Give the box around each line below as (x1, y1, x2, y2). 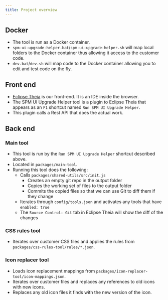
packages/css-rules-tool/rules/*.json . (12, 244, 95, 250)
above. (12, 156, 27, 162)
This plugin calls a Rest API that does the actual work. (12, 110, 124, 116)
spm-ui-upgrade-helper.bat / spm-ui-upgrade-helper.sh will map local (12, 45, 154, 51)
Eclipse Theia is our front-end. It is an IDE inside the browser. (12, 94, 139, 100)
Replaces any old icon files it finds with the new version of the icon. (12, 289, 152, 295)
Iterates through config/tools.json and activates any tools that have (20, 199, 162, 205)
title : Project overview (5, 7, 57, 13)
